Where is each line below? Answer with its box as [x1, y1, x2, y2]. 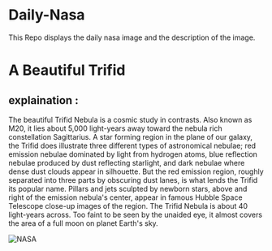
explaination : [8, 93, 79, 107]
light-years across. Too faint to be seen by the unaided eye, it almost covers [8, 210, 262, 219]
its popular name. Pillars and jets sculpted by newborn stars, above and [8, 184, 248, 193]
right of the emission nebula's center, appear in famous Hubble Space [8, 193, 243, 202]
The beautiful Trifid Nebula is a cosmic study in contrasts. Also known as [8, 115, 253, 124]
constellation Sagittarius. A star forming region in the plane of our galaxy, [8, 132, 253, 141]
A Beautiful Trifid [8, 61, 126, 80]
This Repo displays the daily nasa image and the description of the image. [8, 32, 256, 42]
